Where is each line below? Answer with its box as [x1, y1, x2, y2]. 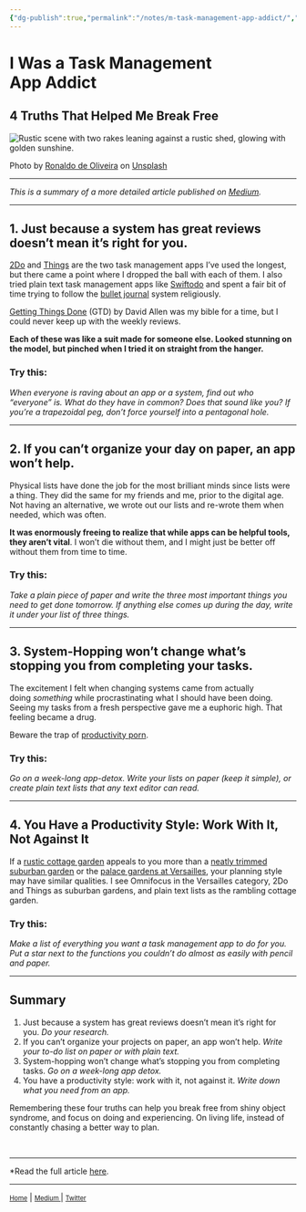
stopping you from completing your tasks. [9, 658, 253, 674]
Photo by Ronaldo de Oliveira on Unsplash [9, 160, 168, 171]
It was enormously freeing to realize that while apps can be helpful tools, [9, 527, 291, 538]
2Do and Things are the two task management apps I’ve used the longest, [9, 259, 287, 270]
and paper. [9, 957, 51, 968]
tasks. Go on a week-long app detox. [22, 1065, 162, 1076]
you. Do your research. [22, 1026, 109, 1037]
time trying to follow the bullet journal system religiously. [9, 288, 221, 299]
